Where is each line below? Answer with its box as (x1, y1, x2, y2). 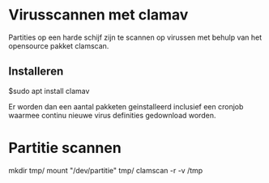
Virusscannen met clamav (8, 6, 189, 24)
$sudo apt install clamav (8, 86, 90, 96)
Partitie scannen (8, 138, 122, 157)
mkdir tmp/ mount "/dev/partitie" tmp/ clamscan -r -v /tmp (8, 165, 203, 175)
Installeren (8, 65, 64, 79)
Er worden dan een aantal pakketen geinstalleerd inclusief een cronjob (8, 101, 244, 111)
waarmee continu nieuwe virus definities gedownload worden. (8, 110, 216, 120)
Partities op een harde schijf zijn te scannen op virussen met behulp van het (8, 32, 263, 42)
